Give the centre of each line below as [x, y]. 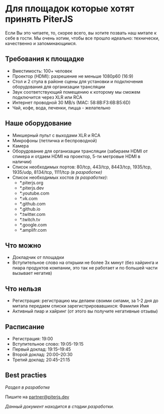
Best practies [26, 375]
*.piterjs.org [31, 182]
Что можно [23, 245]
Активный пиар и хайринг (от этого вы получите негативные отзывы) [85, 311]
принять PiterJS [39, 19]
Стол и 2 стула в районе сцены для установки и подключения [78, 81]
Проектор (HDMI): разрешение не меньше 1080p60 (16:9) [73, 76]
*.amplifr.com [33, 230]
